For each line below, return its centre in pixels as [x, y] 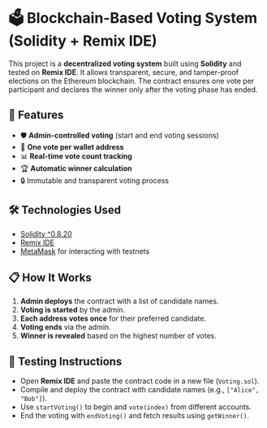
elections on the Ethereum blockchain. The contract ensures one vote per [131, 81]
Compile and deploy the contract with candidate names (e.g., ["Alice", [140, 390]
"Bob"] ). [33, 399]
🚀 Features [36, 115]
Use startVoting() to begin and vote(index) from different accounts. [136, 407]
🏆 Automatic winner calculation [76, 168]
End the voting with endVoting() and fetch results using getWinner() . [135, 416]
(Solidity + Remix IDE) [83, 41]
